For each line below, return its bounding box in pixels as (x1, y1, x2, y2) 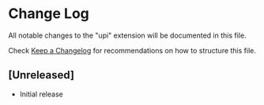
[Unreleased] (8, 68, 75, 82)
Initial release (19, 89, 63, 99)
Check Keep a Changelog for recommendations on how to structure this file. (8, 45, 257, 55)
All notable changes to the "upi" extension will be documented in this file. (8, 31, 247, 40)
